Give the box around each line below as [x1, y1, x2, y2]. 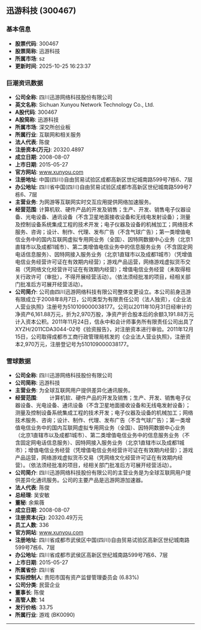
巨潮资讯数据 [6, 78, 44, 87]
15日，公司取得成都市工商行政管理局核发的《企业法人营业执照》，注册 [14, 333, 185, 340]
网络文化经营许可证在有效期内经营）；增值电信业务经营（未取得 [31, 265, 185, 272]
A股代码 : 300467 [14, 108, 58, 116]
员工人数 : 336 [14, 522, 49, 529]
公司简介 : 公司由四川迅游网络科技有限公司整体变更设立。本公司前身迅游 [14, 288, 191, 295]
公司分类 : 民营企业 [14, 581, 60, 589]
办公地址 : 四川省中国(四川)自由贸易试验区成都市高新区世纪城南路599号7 [14, 183, 192, 190]
